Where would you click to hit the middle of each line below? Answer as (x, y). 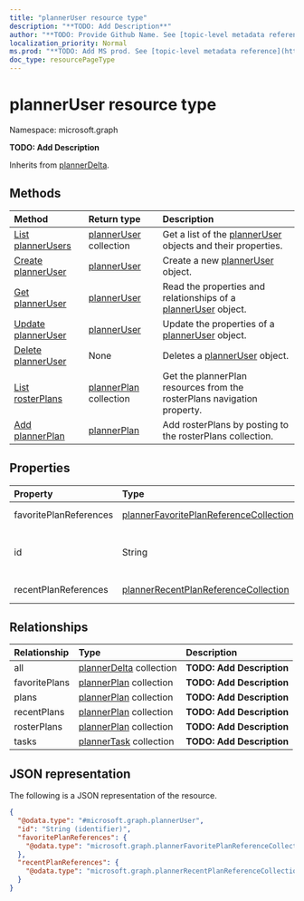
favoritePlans (42, 683)
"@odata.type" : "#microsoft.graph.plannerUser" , (111, 821)
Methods (35, 194)
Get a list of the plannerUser (222, 234)
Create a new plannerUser (218, 260)
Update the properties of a (218, 324)
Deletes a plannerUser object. (226, 355)
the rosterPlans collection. (218, 436)
